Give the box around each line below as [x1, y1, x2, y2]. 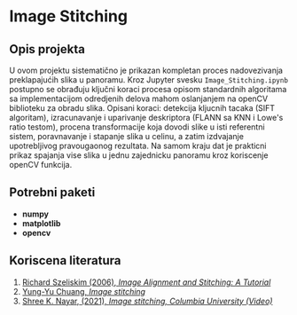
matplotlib [21, 217, 61, 228]
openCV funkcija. [9, 160, 73, 169]
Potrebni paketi [9, 185, 96, 201]
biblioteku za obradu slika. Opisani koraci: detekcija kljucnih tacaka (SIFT [9, 103, 276, 113]
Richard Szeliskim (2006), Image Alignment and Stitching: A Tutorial [21, 277, 271, 287]
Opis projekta [9, 42, 86, 57]
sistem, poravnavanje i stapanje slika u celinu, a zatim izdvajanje [9, 131, 244, 141]
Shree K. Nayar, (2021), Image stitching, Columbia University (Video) [21, 295, 273, 306]
